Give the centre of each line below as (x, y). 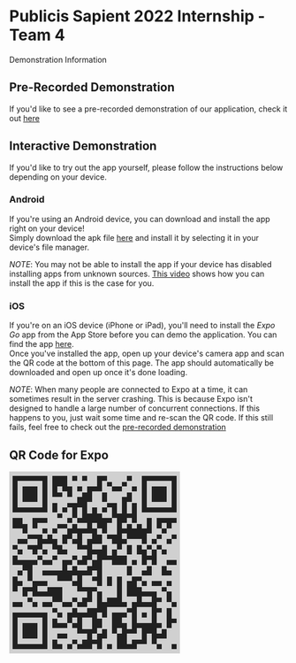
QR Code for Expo (59, 455)
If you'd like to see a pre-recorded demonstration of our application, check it (148, 109)
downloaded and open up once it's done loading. (99, 373)
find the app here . (42, 344)
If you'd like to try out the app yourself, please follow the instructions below (146, 167)
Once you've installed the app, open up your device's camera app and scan (147, 354)
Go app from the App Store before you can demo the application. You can (143, 335)
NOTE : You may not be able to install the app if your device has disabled (140, 264)
